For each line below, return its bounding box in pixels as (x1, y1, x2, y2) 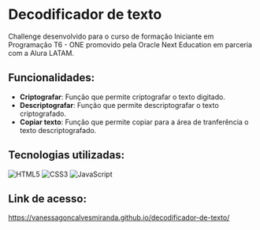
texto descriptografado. (19, 125, 97, 135)
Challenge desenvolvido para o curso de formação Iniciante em (8, 32, 214, 41)
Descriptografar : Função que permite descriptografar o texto (19, 100, 219, 109)
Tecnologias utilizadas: (8, 148, 124, 162)
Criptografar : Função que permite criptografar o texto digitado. (19, 92, 226, 102)
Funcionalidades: (8, 71, 95, 84)
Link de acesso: (8, 191, 87, 206)
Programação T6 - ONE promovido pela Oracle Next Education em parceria (8, 39, 252, 49)
